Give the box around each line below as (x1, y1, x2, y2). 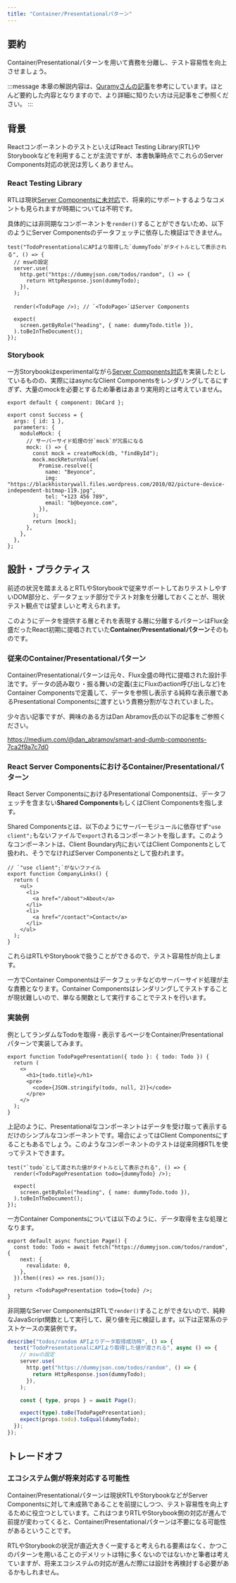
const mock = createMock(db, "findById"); (32, 449, 159, 457)
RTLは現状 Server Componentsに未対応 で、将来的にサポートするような (7, 195, 213, 204)
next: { (20, 1256, 42, 1263)
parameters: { (13, 423, 55, 431)
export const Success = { (7, 411, 83, 418)
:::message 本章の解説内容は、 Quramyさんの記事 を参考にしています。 (7, 82, 211, 90)
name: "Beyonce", (44, 468, 97, 476)
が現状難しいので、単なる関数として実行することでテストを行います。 (7, 994, 210, 1002)
